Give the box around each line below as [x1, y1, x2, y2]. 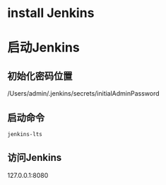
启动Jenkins [7, 40, 80, 56]
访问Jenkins [7, 152, 62, 164]
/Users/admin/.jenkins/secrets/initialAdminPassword [7, 89, 160, 98]
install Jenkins [7, 5, 95, 21]
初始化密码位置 [7, 69, 73, 82]
